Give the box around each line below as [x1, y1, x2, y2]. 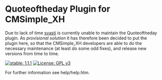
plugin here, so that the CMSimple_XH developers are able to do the [5, 40, 142, 46]
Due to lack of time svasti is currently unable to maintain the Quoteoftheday [5, 30, 158, 36]
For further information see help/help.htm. [5, 69, 90, 75]
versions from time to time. [5, 50, 60, 57]
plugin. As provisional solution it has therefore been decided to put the [5, 35, 147, 41]
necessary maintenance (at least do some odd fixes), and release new [5, 45, 147, 51]
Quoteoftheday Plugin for [5, 3, 111, 15]
